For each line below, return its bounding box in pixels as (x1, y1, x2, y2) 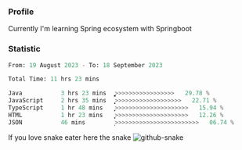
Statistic (8, 44, 41, 55)
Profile (8, 6, 34, 17)
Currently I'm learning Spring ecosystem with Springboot (8, 24, 192, 34)
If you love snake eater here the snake (8, 132, 132, 142)
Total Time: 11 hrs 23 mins (8, 75, 100, 84)
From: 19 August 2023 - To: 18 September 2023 (8, 61, 163, 69)
